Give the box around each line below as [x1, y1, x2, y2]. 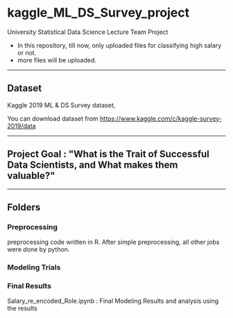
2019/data [7, 121, 36, 130]
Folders [7, 201, 41, 213]
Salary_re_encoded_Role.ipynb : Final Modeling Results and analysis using [7, 297, 219, 306]
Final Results [7, 281, 52, 291]
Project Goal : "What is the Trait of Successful [7, 148, 209, 160]
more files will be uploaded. [17, 55, 97, 64]
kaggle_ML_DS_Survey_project [7, 5, 190, 21]
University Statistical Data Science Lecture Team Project [7, 28, 169, 36]
